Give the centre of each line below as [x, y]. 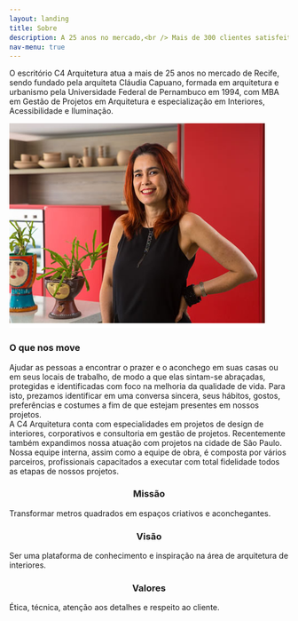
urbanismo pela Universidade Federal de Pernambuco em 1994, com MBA [144, 92]
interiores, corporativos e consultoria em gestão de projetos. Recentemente [147, 433]
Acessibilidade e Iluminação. [61, 111]
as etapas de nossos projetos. [64, 471]
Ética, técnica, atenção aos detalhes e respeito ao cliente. [114, 608]
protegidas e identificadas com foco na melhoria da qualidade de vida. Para [147, 386]
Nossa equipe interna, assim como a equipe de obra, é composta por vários [148, 452]
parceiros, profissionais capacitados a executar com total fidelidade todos [145, 461]
